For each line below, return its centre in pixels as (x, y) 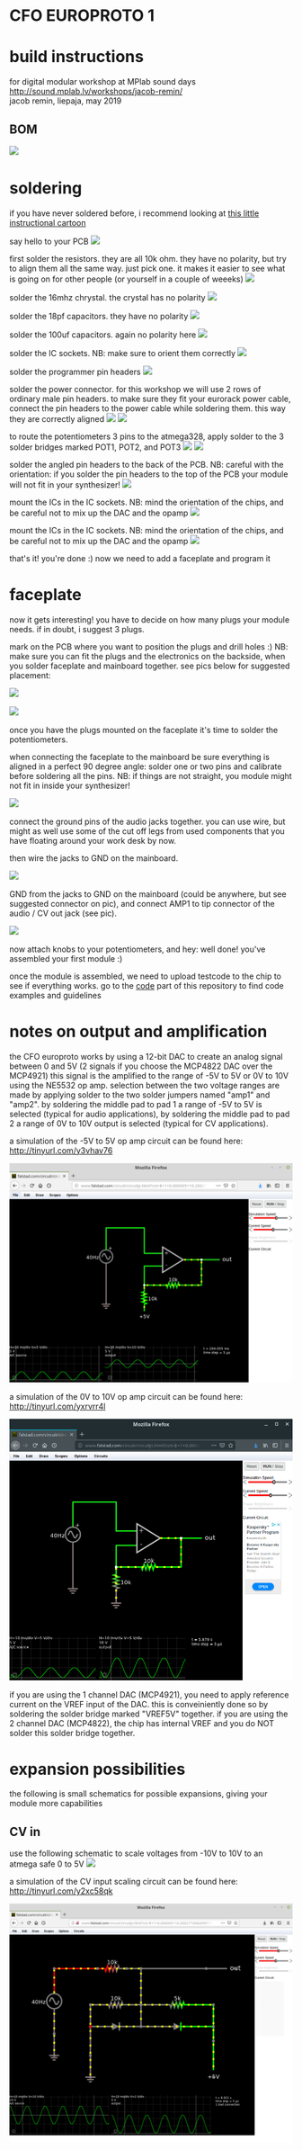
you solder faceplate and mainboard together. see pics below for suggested (150, 666)
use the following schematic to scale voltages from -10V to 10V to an (136, 1853)
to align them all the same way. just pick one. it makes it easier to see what (147, 268)
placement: (30, 675)
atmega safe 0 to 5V (47, 1864)
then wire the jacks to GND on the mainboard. (94, 858)
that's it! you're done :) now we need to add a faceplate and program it (140, 558)
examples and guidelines (55, 995)
